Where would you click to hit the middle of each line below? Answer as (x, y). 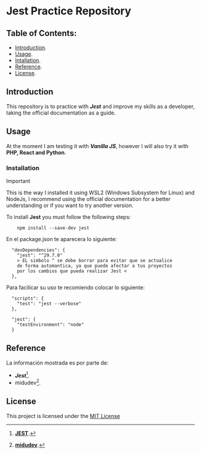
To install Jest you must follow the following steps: (68, 217)
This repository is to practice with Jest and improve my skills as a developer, (100, 106)
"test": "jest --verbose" (49, 303)
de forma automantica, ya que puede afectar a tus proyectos (95, 266)
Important (18, 181)
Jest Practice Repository (69, 11)
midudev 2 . (28, 382)
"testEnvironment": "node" (51, 324)
